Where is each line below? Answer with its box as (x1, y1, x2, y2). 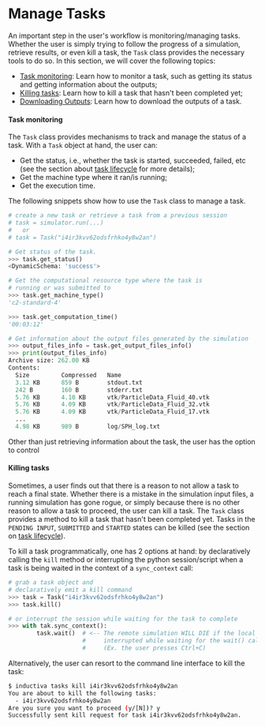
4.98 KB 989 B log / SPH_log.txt (15, 423, 160, 431)
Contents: (8, 364, 41, 372)
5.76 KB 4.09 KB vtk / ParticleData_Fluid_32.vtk (15, 400, 211, 409)
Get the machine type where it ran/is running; (19, 173, 168, 182)
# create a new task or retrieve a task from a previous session (8, 212, 227, 219)
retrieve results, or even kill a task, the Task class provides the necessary (8, 47, 245, 57)
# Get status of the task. (8, 248, 97, 256)
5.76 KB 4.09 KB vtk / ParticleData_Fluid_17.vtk (15, 408, 211, 416)
